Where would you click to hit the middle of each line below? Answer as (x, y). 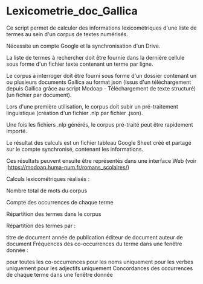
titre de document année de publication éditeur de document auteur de (95, 237)
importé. (17, 131)
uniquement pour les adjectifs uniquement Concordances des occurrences (100, 268)
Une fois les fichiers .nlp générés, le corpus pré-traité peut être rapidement (100, 124)
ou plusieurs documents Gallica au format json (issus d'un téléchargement (99, 82)
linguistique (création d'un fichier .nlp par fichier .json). (75, 113)
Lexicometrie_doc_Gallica (72, 11)
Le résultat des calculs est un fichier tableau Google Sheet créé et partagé (99, 142)
